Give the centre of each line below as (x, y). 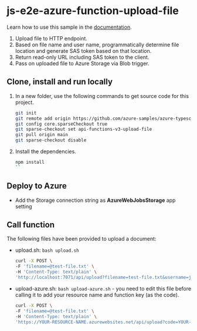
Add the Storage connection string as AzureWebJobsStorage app (95, 200)
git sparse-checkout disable (51, 140)
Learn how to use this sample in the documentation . (69, 27)
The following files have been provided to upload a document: (81, 239)
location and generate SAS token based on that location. (83, 50)
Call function (31, 224)
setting (23, 206)
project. (24, 102)
